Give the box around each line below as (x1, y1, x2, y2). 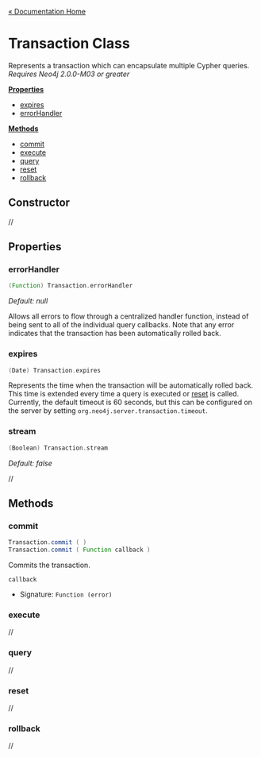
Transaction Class (8, 35, 131, 52)
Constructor (8, 196, 70, 210)
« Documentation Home (8, 7, 86, 16)
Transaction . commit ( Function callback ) (8, 546, 151, 554)
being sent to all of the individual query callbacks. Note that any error (8, 320, 235, 330)
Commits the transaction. (8, 560, 91, 570)
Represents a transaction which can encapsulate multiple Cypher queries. (8, 60, 250, 70)
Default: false (8, 458, 53, 468)
